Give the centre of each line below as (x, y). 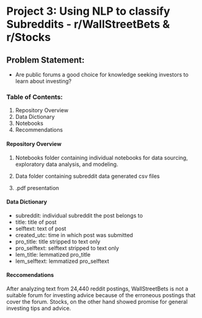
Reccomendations (30, 275)
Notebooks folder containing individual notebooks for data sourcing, (102, 157)
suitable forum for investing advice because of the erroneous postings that (101, 295)
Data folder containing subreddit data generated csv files (87, 176)
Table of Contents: (35, 97)
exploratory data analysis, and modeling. (67, 164)
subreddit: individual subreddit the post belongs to (79, 215)
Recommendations (39, 130)
